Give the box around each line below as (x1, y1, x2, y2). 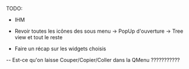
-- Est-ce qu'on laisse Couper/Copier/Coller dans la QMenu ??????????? (6, 57, 180, 63)
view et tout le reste (14, 34, 63, 40)
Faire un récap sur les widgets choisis (14, 45, 107, 52)
